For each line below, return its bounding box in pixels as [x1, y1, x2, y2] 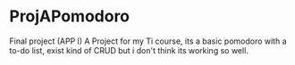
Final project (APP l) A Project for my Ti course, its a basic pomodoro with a [9, 36, 288, 46]
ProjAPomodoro [9, 6, 131, 27]
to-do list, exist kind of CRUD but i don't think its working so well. [9, 45, 249, 55]
